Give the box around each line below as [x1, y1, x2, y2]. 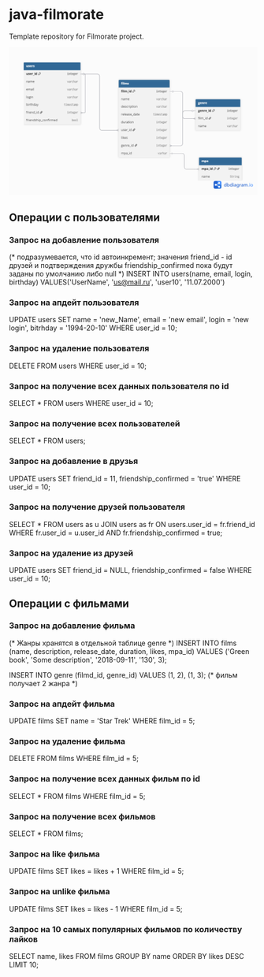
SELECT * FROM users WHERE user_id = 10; [9, 398, 154, 407]
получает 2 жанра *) [9, 678, 78, 688]
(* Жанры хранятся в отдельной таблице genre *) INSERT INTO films [9, 638, 237, 648]
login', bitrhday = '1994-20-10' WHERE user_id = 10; [9, 323, 178, 332]
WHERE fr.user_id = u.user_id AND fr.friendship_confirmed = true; [9, 528, 223, 537]
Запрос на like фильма [9, 849, 101, 860]
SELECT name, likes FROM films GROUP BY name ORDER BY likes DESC [9, 951, 244, 960]
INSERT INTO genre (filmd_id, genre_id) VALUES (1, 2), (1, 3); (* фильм [9, 670, 238, 679]
